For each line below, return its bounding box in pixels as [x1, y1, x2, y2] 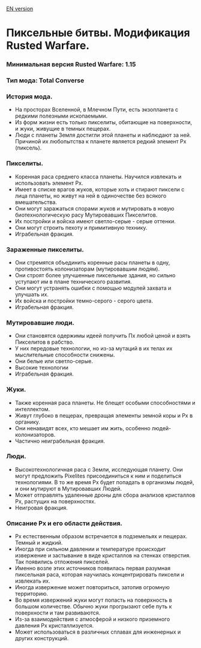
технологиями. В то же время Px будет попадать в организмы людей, [14, 478, 194, 485]
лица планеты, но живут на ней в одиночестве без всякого [14, 192, 167, 199]
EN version [6, 5, 34, 12]
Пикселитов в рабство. [14, 338, 74, 346]
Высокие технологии [14, 364, 69, 371]
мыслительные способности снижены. [14, 351, 115, 359]
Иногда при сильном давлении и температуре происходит [14, 545, 166, 553]
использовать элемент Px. [14, 179, 83, 187]
